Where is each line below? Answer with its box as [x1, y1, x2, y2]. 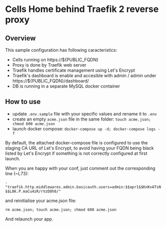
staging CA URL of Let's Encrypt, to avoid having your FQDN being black [5, 145, 154, 151]
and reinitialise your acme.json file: [5, 198, 77, 204]
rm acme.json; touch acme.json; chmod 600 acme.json [5, 207, 117, 212]
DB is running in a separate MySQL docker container [12, 83, 120, 89]
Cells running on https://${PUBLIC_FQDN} [12, 57, 98, 63]
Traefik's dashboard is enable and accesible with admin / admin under [12, 73, 157, 78]
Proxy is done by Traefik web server [12, 62, 87, 68]
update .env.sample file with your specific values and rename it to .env [12, 111, 157, 116]
